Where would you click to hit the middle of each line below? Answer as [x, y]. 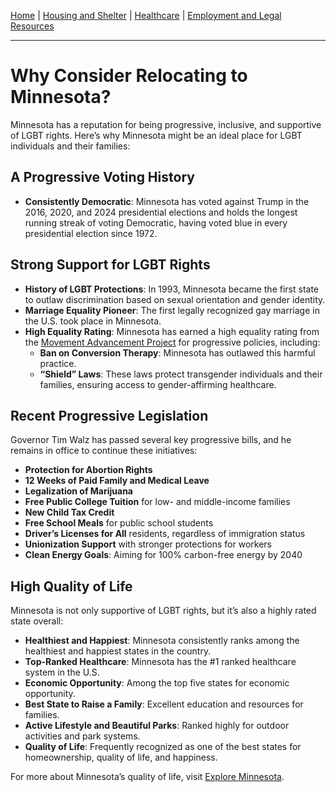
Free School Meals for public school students [119, 523]
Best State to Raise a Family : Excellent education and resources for [164, 704]
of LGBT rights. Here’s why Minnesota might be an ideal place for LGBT [156, 135]
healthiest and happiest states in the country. [118, 651]
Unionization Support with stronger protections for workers [148, 544]
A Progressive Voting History [102, 177]
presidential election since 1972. [91, 233]
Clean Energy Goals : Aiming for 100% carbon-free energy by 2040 [163, 555]
